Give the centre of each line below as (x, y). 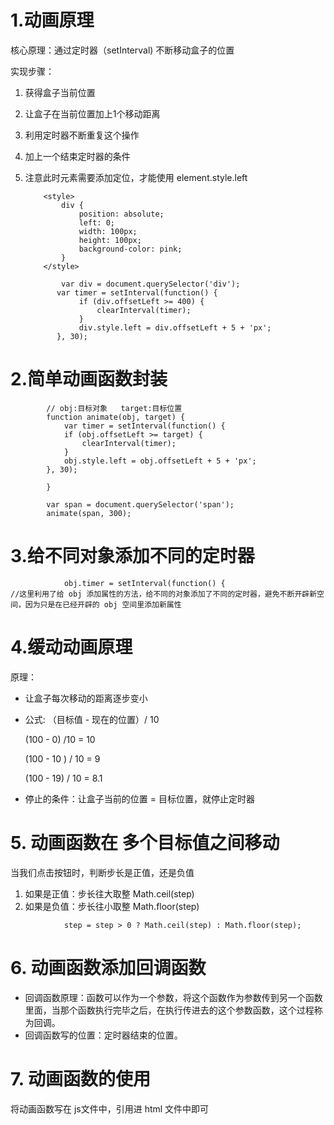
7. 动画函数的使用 (80, 1078)
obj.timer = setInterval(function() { (144, 583)
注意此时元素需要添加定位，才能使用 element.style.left (136, 177)
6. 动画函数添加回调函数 (108, 967)
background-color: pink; (130, 249)
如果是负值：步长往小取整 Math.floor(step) (112, 906)
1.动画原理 (52, 20)
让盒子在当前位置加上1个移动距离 (92, 113)
